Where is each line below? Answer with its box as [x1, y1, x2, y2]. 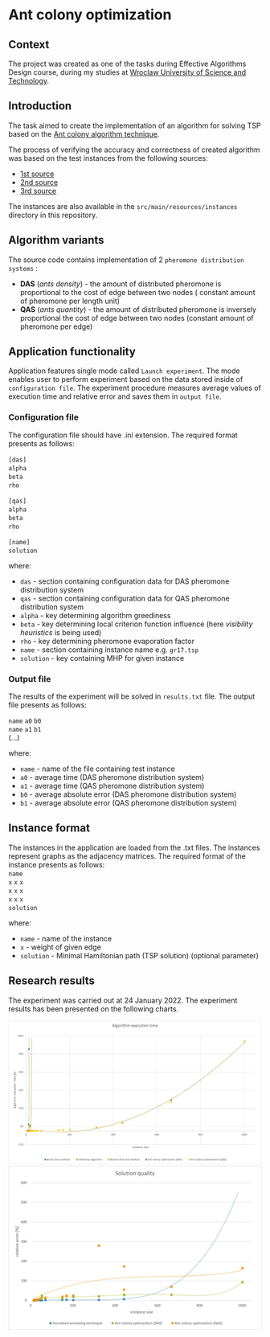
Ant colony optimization [8, 6, 172, 24]
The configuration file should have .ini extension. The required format [8, 430, 239, 440]
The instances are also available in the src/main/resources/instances [8, 201, 238, 211]
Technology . [8, 76, 50, 85]
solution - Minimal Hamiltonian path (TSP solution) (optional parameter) [19, 950, 259, 960]
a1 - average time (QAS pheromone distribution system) [19, 781, 205, 791]
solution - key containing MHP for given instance [19, 653, 185, 662]
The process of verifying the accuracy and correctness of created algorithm [8, 145, 260, 154]
